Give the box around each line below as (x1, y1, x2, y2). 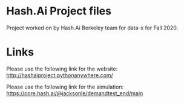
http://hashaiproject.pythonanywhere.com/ (6, 71, 113, 79)
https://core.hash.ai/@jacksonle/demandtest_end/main (6, 89, 143, 97)
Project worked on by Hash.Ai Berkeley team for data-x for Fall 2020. (6, 24, 179, 31)
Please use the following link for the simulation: (6, 83, 124, 90)
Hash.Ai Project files (6, 4, 112, 18)
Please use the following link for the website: (6, 65, 118, 72)
